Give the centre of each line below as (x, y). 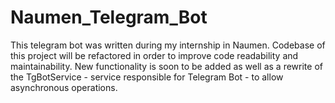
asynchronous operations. (64, 87)
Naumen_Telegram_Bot (109, 17)
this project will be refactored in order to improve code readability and (154, 55)
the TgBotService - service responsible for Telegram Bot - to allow (147, 77)
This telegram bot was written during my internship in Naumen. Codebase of (168, 45)
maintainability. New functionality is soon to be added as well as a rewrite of (166, 66)
